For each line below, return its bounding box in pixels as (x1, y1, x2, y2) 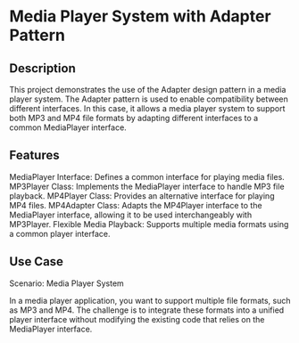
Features (9, 148, 60, 163)
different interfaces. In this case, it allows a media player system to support (9, 103, 286, 113)
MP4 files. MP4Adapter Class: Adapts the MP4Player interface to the (9, 200, 262, 210)
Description (9, 61, 76, 76)
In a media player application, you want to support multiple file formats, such (9, 295, 291, 306)
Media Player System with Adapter (9, 6, 271, 27)
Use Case (9, 254, 64, 269)
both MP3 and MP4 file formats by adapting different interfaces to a (9, 113, 259, 123)
